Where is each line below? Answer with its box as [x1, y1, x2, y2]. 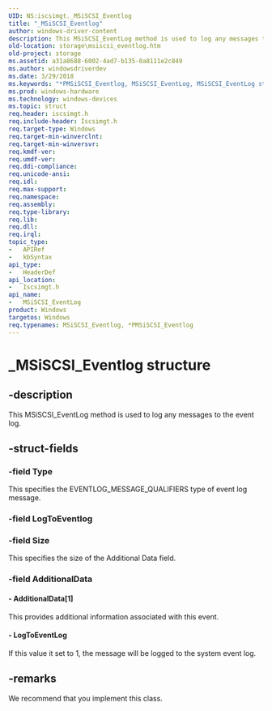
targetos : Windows [8, 313, 70, 321]
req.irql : [8, 230, 42, 239]
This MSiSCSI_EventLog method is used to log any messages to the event [8, 409, 255, 419]
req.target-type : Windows [8, 125, 96, 133]
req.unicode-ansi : [8, 170, 70, 178]
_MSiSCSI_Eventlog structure [8, 356, 211, 374]
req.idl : [8, 178, 38, 186]
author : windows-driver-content [8, 27, 117, 35]
